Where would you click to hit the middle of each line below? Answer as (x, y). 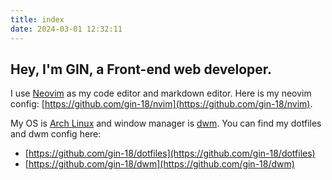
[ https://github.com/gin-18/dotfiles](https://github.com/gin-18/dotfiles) (170, 153)
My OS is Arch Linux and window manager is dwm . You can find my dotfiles (166, 123)
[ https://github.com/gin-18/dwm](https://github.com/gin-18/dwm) (159, 164)
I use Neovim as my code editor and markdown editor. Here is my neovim (161, 93)
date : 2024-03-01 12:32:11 (66, 29)
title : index (37, 19)
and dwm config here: (56, 134)
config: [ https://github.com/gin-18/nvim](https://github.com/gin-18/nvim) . (161, 104)
